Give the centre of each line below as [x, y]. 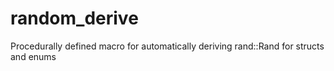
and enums [33, 56]
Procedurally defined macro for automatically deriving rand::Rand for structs [167, 46]
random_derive [74, 18]
